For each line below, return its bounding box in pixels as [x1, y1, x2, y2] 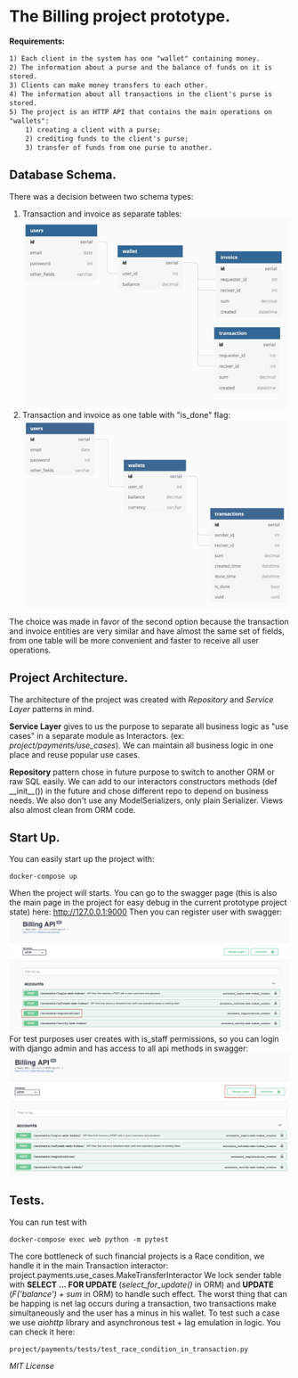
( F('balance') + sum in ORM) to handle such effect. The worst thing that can [9, 1288, 287, 1299]
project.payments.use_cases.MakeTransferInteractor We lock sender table [9, 1269, 282, 1280]
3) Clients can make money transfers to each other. [9, 80, 209, 90]
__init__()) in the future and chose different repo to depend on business [9, 785, 269, 796]
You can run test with [9, 1217, 87, 1227]
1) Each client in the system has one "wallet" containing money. [9, 53, 261, 63]
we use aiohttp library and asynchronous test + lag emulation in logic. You [9, 1316, 281, 1327]
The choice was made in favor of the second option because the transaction [9, 616, 289, 627]
